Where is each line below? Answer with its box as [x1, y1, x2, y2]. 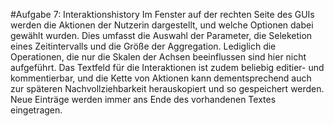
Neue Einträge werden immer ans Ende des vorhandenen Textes [10, 94, 277, 105]
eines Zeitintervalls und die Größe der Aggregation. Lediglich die [10, 40, 277, 52]
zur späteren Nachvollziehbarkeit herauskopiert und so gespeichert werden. [10, 83, 325, 94]
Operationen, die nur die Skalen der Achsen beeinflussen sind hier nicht [10, 51, 307, 63]
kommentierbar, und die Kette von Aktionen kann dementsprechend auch [10, 72, 312, 84]
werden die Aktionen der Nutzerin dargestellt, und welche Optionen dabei [10, 19, 314, 31]
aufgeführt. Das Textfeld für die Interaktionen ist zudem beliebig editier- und [10, 62, 325, 73]
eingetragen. [10, 104, 63, 116]
